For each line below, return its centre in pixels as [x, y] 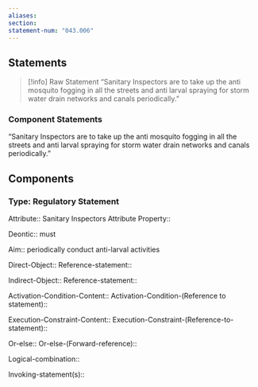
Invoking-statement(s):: [46, 374]
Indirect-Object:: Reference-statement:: [73, 280]
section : [23, 23]
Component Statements [56, 119]
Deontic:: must [32, 234]
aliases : [23, 16]
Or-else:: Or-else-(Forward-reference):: [73, 344]
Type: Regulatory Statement [64, 201]
